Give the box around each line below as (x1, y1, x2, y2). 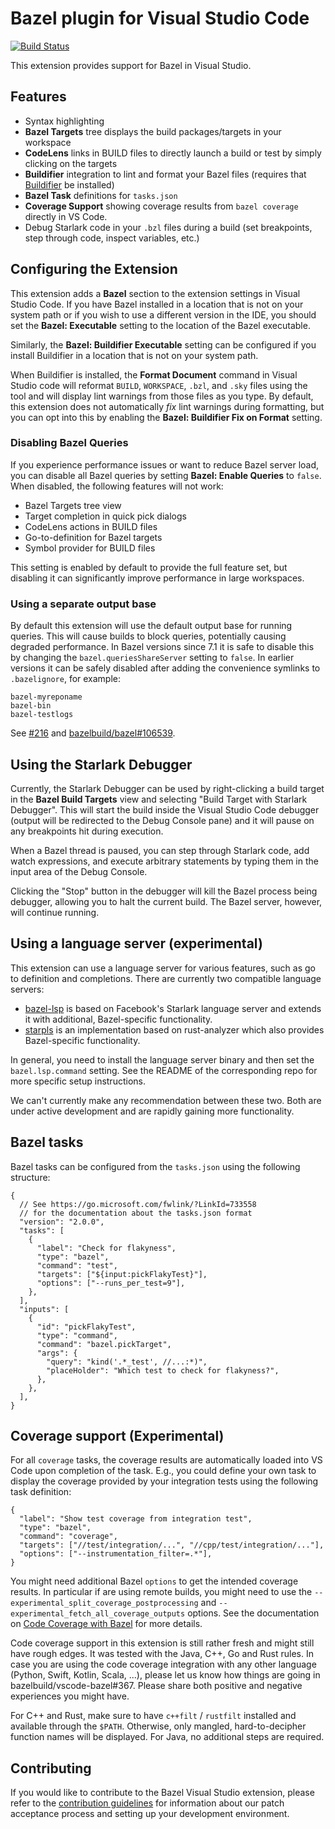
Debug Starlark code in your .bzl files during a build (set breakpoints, (24, 221, 313, 233)
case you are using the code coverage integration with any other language (10, 1658, 317, 1671)
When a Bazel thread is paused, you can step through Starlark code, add (10, 844, 310, 856)
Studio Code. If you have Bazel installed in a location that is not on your (10, 298, 304, 310)
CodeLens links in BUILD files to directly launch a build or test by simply (24, 147, 322, 159)
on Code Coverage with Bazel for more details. (10, 1618, 203, 1630)
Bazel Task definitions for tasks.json (24, 189, 178, 201)
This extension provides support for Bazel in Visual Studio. (10, 59, 252, 71)
